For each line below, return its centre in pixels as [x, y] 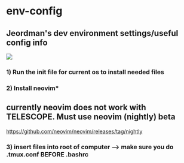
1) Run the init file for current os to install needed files [85, 72]
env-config [34, 11]
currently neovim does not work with [76, 108]
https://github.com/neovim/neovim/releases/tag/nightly [74, 131]
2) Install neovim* [33, 88]
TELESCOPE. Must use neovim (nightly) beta [91, 117]
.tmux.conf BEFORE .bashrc [47, 154]
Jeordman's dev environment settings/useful [92, 33]
